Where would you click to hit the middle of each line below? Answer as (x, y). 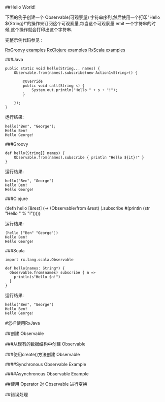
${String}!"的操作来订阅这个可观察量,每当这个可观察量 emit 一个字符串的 (78, 23)
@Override (33, 81)
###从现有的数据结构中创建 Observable (45, 344)
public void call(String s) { (54, 86)
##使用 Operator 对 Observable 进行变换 (46, 384)
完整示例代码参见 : (24, 40)
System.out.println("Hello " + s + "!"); (75, 90)
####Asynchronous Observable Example (47, 374)
